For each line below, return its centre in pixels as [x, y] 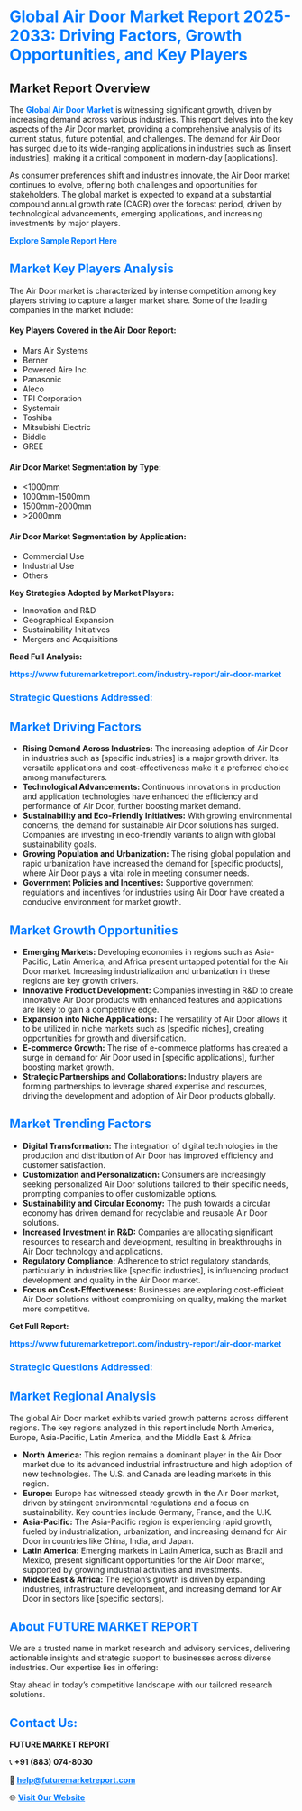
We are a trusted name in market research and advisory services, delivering [150, 1649]
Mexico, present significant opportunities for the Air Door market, [144, 1560]
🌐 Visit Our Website [47, 1797]
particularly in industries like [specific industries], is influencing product [156, 1270]
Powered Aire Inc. [55, 370]
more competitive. [56, 1309]
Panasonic [42, 380]
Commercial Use [53, 556]
